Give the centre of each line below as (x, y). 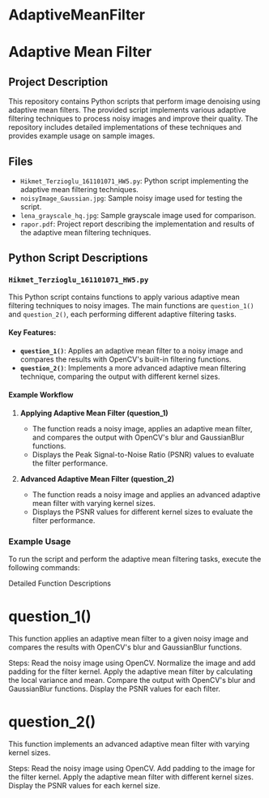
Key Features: (32, 332)
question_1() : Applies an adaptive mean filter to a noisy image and (131, 350)
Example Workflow (41, 395)
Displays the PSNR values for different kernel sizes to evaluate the (143, 512)
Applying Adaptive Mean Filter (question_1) (94, 413)
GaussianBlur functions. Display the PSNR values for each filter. (115, 689)
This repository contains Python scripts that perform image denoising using (134, 101)
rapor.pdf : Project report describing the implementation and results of (137, 224)
